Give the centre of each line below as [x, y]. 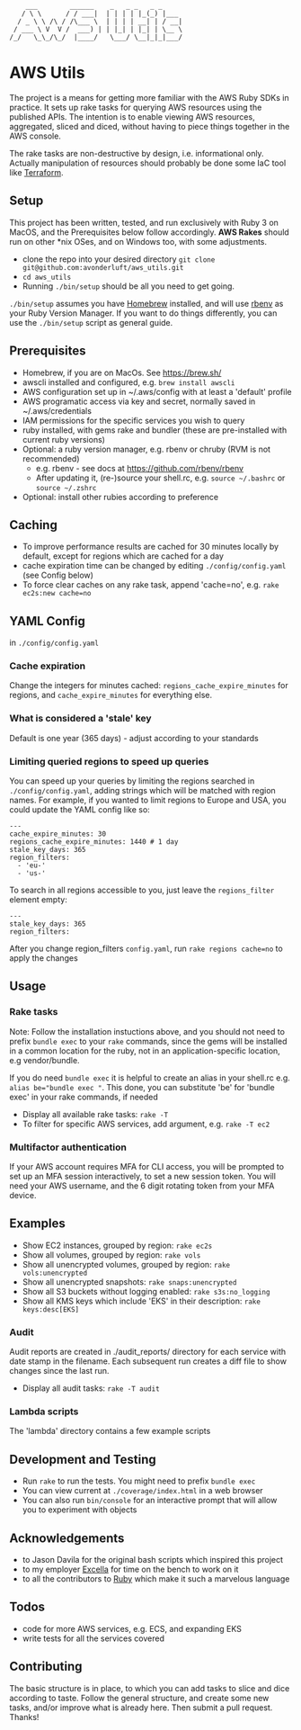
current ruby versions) [64, 439]
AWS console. [35, 136]
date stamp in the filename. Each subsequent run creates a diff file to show [148, 1361]
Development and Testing [83, 1459]
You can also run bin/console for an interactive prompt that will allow [150, 1501]
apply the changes [44, 958]
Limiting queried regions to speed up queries [109, 761]
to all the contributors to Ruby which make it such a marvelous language [156, 1579]
